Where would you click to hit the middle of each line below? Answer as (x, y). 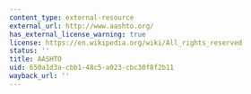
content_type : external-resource (72, 17)
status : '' (30, 51)
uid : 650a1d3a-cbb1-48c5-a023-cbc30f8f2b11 (92, 68)
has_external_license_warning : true (78, 34)
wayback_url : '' (39, 76)
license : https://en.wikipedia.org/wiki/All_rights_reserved (126, 43)
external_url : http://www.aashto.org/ (82, 26)
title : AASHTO (36, 59)
